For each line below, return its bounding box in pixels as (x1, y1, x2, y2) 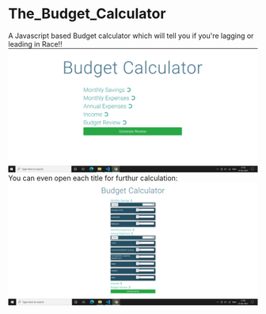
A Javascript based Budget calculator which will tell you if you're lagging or (8, 31, 254, 40)
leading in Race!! (8, 39, 63, 48)
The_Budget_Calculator (8, 5, 166, 23)
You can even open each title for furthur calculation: (8, 173, 178, 183)
